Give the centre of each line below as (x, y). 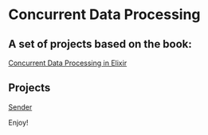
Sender (20, 107)
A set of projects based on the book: (100, 44)
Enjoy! (19, 122)
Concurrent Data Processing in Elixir (68, 63)
